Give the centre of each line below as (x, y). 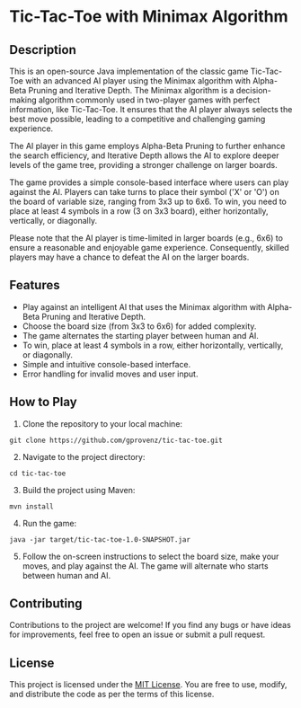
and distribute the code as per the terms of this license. (112, 695)
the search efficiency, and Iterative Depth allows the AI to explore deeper (145, 155)
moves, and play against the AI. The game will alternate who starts (145, 566)
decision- (253, 90)
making (23, 100)
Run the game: (49, 523)
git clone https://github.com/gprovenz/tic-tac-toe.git (116, 440)
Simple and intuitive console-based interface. (106, 364)
